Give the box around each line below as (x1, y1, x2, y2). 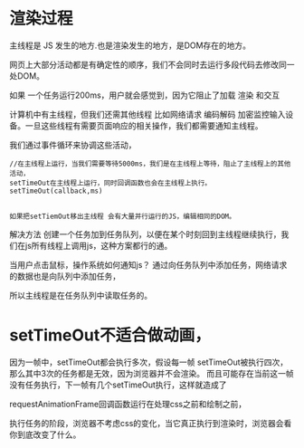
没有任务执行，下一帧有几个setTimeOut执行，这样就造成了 (9, 379, 228, 390)
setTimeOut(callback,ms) (9, 186, 103, 195)
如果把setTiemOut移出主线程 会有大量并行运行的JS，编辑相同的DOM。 (9, 212, 236, 221)
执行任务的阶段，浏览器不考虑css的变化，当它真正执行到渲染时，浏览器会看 (9, 417, 292, 428)
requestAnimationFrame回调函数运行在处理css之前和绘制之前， (9, 398, 247, 409)
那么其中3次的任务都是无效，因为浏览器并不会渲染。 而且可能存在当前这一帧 (9, 367, 294, 378)
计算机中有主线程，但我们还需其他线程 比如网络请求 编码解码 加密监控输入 (9, 109, 286, 119)
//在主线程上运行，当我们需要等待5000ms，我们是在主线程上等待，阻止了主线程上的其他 (9, 159, 291, 168)
